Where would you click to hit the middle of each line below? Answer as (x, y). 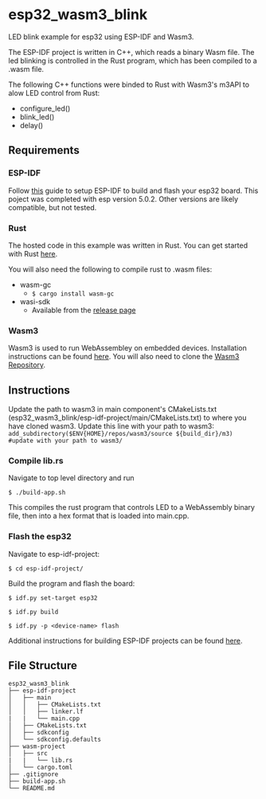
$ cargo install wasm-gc (73, 294)
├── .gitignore (33, 774)
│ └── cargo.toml (41, 768)
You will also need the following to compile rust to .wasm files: (110, 269)
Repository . (27, 365)
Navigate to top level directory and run (71, 478)
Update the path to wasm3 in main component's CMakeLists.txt (113, 409)
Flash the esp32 (40, 537)
